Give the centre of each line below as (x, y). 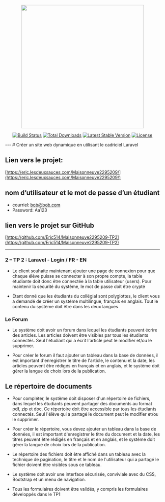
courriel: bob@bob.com (36, 205)
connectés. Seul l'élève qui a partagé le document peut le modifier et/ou (85, 414)
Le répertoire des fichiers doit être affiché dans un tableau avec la (79, 454)
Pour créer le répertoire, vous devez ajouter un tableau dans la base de (84, 429)
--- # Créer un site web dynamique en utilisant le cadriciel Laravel (72, 145)
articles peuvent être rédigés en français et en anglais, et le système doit (86, 366)
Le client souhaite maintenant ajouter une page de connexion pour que (84, 271)
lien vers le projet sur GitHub (50, 226)
